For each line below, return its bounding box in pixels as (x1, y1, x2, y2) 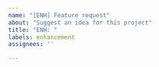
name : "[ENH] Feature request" (8, 11, 110, 19)
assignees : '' (8, 41, 55, 48)
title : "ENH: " (8, 26, 58, 33)
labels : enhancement (8, 33, 76, 41)
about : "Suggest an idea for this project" (8, 19, 153, 26)
